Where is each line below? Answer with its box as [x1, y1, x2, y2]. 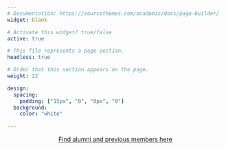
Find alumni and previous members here [58, 135, 173, 144]
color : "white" [19, 110, 63, 117]
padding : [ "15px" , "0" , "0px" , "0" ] [19, 97, 125, 105]
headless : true [7, 54, 51, 61]
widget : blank [7, 16, 48, 23]
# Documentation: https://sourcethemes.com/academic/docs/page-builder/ [7, 10, 220, 17]
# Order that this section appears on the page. [7, 66, 149, 73]
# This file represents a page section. [7, 47, 125, 55]
